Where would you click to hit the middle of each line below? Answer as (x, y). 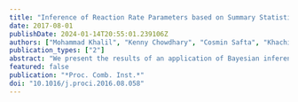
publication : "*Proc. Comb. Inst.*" (77, 75)
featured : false (39, 67)
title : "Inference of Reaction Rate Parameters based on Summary (132, 17)
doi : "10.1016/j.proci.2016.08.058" (77, 83)
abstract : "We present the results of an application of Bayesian (134, 59)
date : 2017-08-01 (41, 26)
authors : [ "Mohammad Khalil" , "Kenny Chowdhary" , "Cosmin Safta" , (134, 42)
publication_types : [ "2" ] (57, 51)
